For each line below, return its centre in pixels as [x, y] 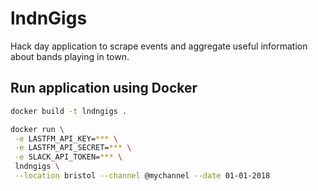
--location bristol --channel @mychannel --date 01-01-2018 [142, 176]
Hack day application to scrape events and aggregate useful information [159, 46]
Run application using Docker [104, 88]
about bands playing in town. [70, 56]
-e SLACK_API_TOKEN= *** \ [68, 157]
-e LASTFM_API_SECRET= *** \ [73, 148]
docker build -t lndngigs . [69, 111]
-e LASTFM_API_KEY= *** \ [66, 138]
